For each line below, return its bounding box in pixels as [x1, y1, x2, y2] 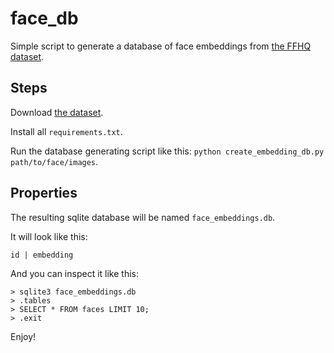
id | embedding [10, 250, 74, 260]
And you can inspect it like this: [10, 267, 139, 279]
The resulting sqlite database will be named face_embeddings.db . [10, 211, 276, 223]
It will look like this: [10, 230, 88, 242]
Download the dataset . [10, 106, 104, 118]
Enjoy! [10, 330, 37, 342]
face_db [10, 7, 79, 30]
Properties [10, 185, 78, 202]
